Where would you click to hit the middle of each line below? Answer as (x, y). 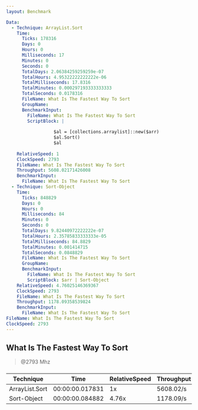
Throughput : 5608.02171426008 (54, 170)
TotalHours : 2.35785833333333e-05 (64, 236)
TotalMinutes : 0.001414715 (55, 247)
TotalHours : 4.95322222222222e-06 (64, 77)
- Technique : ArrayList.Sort (47, 28)
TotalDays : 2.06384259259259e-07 (63, 71)
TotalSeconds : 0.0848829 (52, 252)
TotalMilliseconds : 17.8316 (56, 83)
